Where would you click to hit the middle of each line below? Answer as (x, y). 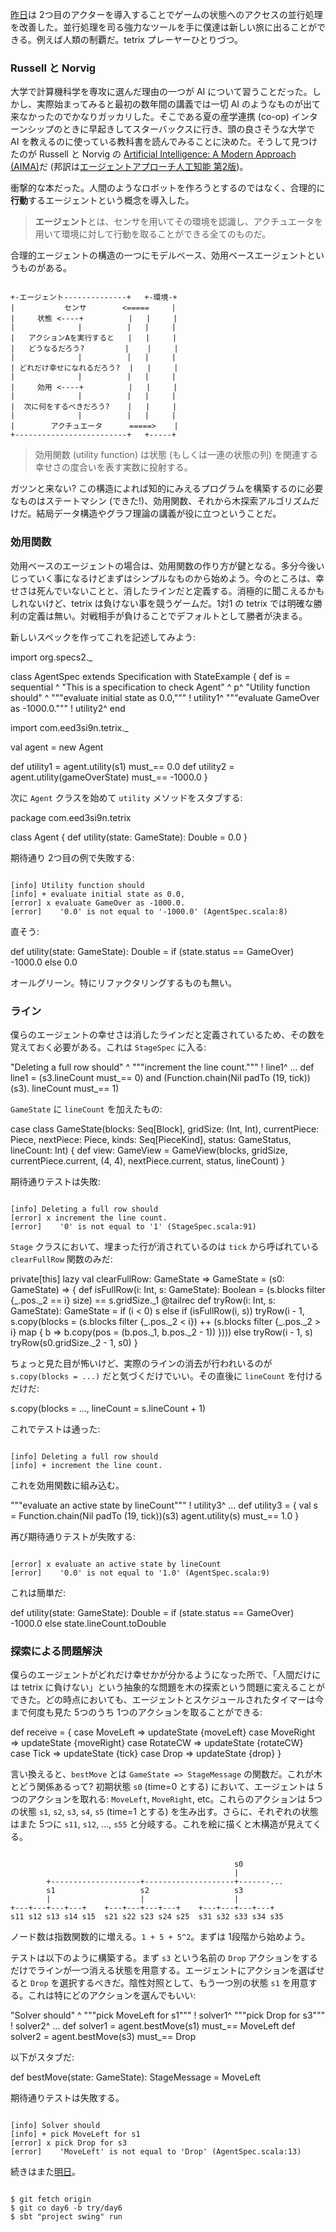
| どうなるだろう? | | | (94, 349)
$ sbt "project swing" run (66, 2217)
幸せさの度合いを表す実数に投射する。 (113, 467)
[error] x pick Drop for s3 (69, 2143)
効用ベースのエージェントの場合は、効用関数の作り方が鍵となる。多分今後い (167, 565)
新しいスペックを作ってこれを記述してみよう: (103, 637)
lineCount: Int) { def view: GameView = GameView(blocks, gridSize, (149, 1150)
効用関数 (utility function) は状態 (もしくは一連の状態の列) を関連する (176, 455)
